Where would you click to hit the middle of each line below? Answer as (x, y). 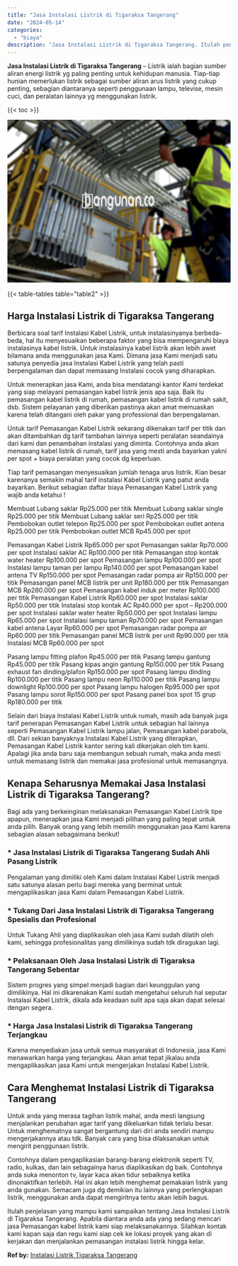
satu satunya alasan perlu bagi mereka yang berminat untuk (95, 884)
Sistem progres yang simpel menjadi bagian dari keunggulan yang (104, 985)
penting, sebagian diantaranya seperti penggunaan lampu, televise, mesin (115, 89)
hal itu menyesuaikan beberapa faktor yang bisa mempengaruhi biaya (127, 341)
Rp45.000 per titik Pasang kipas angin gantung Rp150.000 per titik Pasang (116, 664)
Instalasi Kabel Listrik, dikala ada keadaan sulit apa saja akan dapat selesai (116, 1000)
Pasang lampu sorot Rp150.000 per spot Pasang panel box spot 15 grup (112, 695)
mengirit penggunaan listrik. (48, 1146)
